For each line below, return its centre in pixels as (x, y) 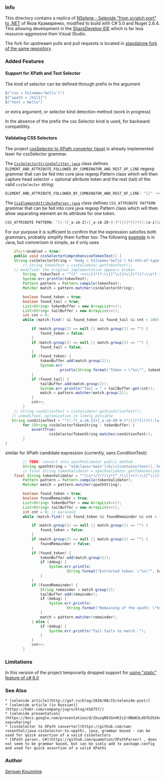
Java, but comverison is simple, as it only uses (52, 242)
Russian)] (68, 705)
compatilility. (18, 127)
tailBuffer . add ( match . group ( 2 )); (74, 384)
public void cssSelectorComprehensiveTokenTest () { (68, 256)
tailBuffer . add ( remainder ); (69, 594)
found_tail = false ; (61, 347)
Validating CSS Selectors (31, 138)
